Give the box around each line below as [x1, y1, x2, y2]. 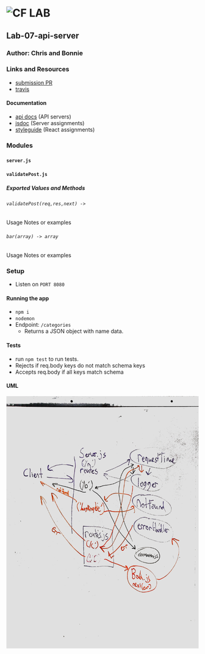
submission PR [15, 79, 53, 86]
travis [15, 85, 29, 93]
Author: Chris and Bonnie [6, 49, 84, 57]
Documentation [6, 100, 47, 107]
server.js [6, 158, 32, 164]
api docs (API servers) [15, 113, 71, 120]
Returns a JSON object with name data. [24, 327, 124, 335]
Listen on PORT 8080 [15, 281, 65, 288]
